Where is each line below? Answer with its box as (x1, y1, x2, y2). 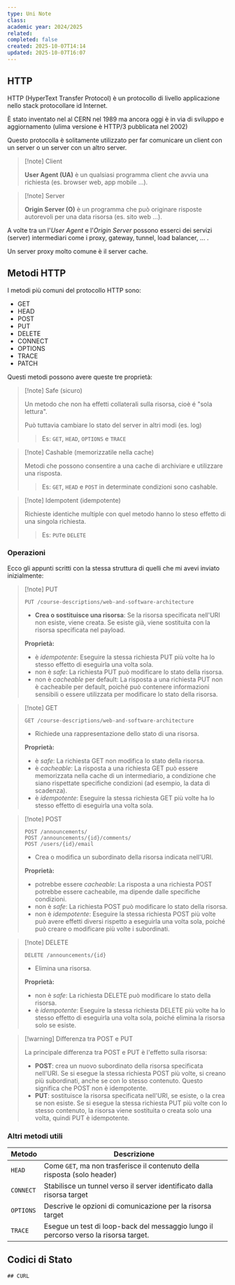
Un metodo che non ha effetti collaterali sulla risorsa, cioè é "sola (24, 400, 213, 408)
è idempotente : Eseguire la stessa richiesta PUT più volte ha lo (34, 653, 215, 661)
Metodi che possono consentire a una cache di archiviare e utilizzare (24, 461, 223, 470)
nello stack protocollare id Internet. (7, 101, 108, 109)
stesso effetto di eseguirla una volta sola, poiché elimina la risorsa (34, 1013, 225, 1022)
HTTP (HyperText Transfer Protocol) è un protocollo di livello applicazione (7, 94, 220, 102)
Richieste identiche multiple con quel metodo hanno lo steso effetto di (24, 509, 226, 518)
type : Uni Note (7, 10, 52, 18)
